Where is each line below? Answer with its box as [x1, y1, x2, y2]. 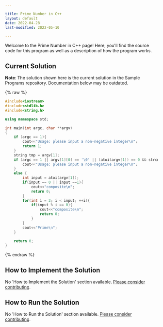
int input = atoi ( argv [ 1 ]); [22, 175, 79, 180]
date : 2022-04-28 [5, 20, 40, 25]
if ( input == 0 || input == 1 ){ [22, 180, 83, 185]
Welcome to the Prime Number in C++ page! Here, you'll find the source [5, 42, 149, 49]
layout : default [5, 16, 38, 21]
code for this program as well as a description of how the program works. [5, 48, 152, 54]
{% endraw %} [5, 252, 35, 258]
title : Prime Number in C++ [5, 11, 62, 16]
